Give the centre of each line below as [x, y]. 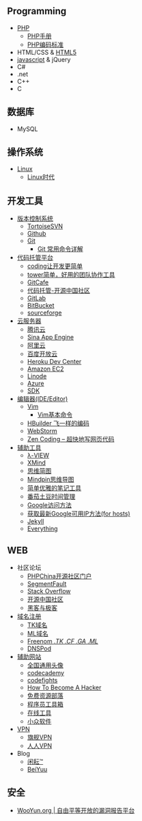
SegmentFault [47, 584]
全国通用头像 [45, 665]
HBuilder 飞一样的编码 [58, 424]
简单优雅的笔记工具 [54, 488]
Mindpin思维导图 [51, 480]
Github [37, 234]
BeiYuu [37, 770]
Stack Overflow [49, 591]
